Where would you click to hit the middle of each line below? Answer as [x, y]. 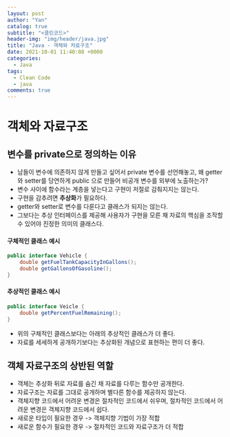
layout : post [26, 13]
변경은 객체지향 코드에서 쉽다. [70, 409]
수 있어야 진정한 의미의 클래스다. [60, 224]
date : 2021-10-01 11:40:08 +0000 [55, 52]
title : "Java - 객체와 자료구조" [50, 45]
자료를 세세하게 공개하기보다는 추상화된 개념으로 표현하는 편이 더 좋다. [111, 342]
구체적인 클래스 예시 [34, 241]
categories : [24, 59]
